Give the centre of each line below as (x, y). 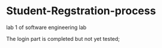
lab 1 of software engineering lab (46, 27)
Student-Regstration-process (81, 11)
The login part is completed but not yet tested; (63, 39)
